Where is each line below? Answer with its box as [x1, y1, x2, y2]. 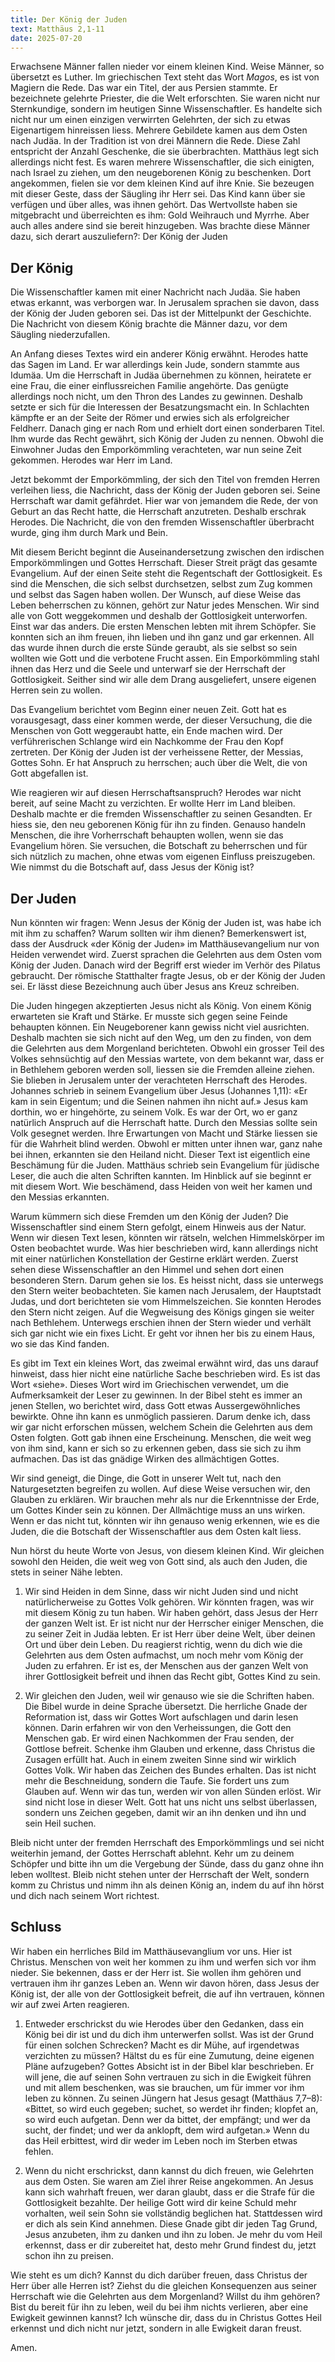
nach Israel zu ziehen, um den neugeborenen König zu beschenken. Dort [10, 167, 312, 179]
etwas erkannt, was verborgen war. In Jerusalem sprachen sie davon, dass [10, 297, 320, 309]
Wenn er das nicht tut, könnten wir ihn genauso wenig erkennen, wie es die [10, 1515, 320, 1526]
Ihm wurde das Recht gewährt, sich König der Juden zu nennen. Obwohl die [10, 433, 324, 445]
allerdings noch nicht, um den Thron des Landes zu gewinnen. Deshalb [10, 391, 303, 403]
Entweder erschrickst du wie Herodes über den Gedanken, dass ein [24, 2017, 305, 2030]
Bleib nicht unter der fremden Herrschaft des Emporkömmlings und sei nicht [10, 1837, 325, 1848]
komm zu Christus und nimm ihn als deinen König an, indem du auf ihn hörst [10, 1879, 325, 1891]
